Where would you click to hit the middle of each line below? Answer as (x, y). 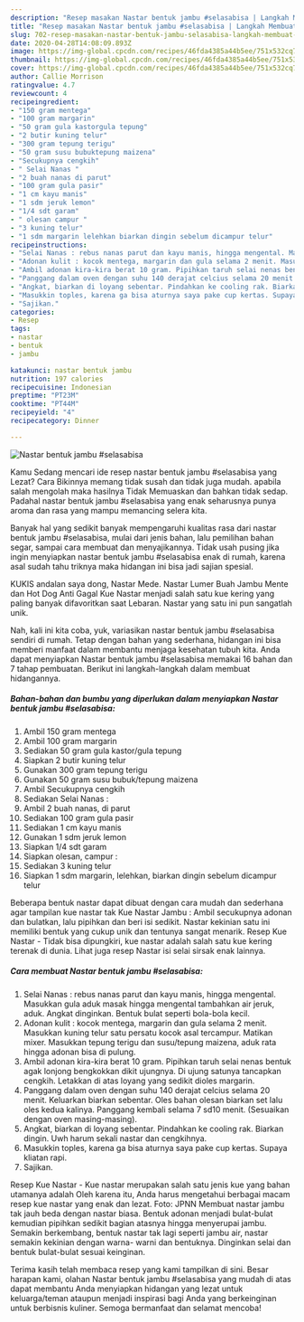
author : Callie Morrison (57, 77)
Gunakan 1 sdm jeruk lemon (75, 836)
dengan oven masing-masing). (80, 1119)
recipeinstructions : (49, 245)
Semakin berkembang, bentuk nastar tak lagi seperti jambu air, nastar (139, 1232)
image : (23, 52)
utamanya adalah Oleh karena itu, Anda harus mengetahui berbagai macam (150, 1194)
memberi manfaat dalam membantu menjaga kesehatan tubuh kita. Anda (145, 649)
